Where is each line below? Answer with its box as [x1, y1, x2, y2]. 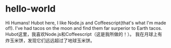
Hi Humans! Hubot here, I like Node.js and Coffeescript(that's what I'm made [5, 20, 166, 26]
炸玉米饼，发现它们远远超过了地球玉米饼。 [5, 37, 95, 43]
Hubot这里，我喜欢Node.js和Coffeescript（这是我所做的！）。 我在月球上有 [5, 31, 162, 37]
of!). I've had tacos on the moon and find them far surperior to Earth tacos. [5, 25, 162, 31]
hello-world [5, 3, 56, 15]
